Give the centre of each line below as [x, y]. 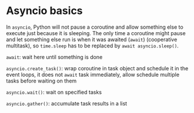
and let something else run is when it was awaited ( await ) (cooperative [92, 39]
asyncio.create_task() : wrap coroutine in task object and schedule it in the [97, 68]
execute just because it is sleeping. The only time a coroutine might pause [96, 33]
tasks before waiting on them [41, 81]
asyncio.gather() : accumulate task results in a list [67, 103]
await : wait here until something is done [54, 57]
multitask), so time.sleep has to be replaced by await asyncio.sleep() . [93, 46]
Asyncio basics [45, 11]
